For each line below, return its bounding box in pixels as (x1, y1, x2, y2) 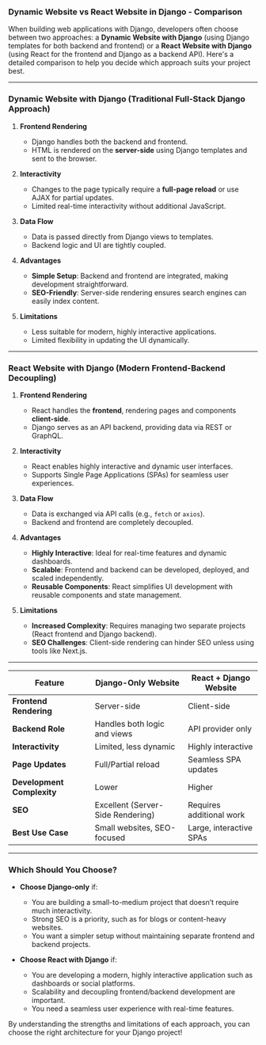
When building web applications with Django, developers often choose (8, 25, 239, 34)
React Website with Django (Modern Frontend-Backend (8, 363, 226, 374)
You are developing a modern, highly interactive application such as (31, 971, 253, 980)
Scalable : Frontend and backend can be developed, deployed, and (31, 564, 249, 574)
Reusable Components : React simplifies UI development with (31, 581, 234, 591)
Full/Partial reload (94, 758, 160, 769)
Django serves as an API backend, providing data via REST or (31, 422, 232, 431)
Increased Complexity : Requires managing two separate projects (31, 621, 246, 630)
